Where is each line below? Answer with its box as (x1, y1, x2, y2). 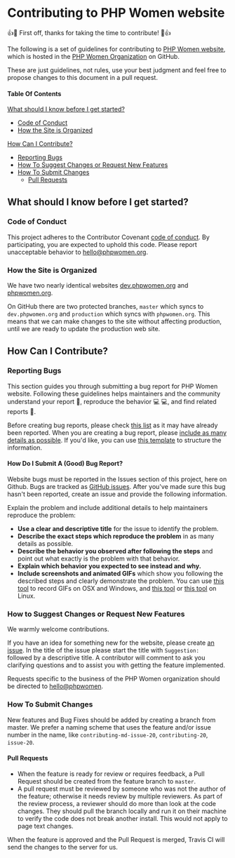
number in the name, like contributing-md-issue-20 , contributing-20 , (7, 730, 208, 739)
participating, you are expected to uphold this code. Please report (7, 240, 198, 248)
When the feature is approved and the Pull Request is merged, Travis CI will (7, 835, 225, 843)
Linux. (17, 591, 36, 601)
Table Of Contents (7, 89, 62, 98)
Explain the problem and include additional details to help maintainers (7, 504, 208, 512)
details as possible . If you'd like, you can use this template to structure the (7, 436, 222, 444)
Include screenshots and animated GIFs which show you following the (17, 570, 223, 578)
